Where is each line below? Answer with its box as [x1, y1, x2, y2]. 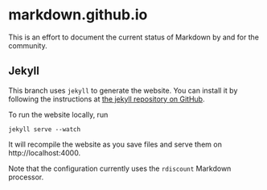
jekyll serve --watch [8, 125, 81, 134]
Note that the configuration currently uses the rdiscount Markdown [8, 163, 232, 173]
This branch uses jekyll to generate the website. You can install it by [8, 85, 238, 95]
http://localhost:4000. [8, 147, 81, 158]
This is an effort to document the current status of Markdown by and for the [8, 32, 260, 42]
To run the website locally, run [8, 109, 109, 119]
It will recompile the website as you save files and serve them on [8, 139, 223, 149]
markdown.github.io [8, 6, 148, 24]
